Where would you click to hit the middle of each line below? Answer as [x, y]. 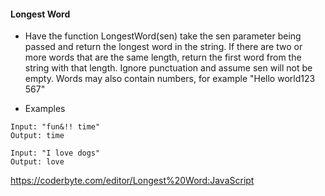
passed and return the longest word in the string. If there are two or [163, 47]
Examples [45, 109]
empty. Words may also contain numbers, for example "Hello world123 [170, 79]
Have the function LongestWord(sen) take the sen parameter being [163, 36]
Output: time [37, 136]
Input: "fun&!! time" [55, 127]
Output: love [37, 162]
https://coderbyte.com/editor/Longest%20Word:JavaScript [132, 181]
